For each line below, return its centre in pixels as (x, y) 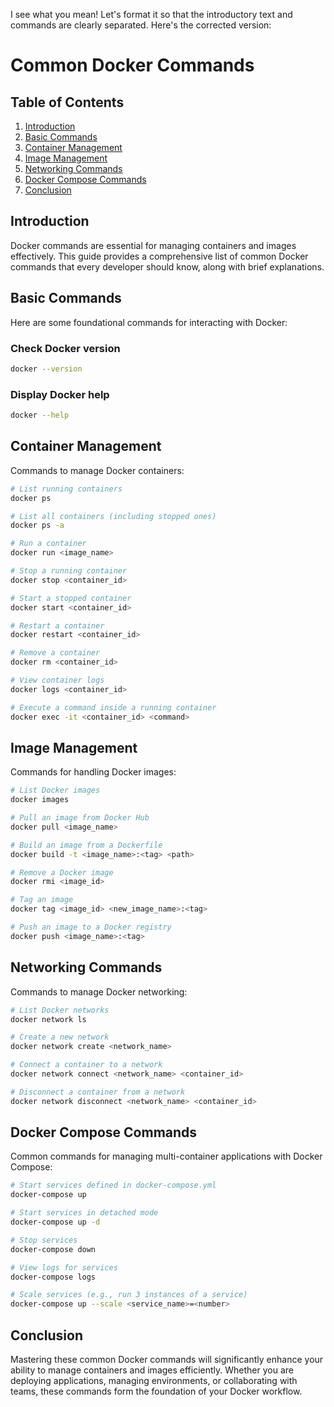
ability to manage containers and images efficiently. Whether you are (152, 1370)
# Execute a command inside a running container (113, 707)
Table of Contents (67, 102)
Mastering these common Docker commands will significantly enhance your (167, 1360)
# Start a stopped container (71, 598)
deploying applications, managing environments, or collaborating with (154, 1381)
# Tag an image (42, 900)
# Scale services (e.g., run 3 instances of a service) (129, 1295)
